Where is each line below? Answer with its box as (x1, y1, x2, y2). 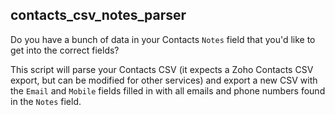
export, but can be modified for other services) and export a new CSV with (10, 74, 318, 86)
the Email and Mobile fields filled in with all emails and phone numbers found (10, 84, 326, 97)
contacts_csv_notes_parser (10, 7, 187, 24)
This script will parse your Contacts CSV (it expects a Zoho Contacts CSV (10, 63, 314, 75)
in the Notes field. (10, 95, 82, 107)
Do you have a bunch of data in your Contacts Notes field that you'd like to (10, 33, 316, 45)
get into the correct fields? (10, 44, 120, 56)
